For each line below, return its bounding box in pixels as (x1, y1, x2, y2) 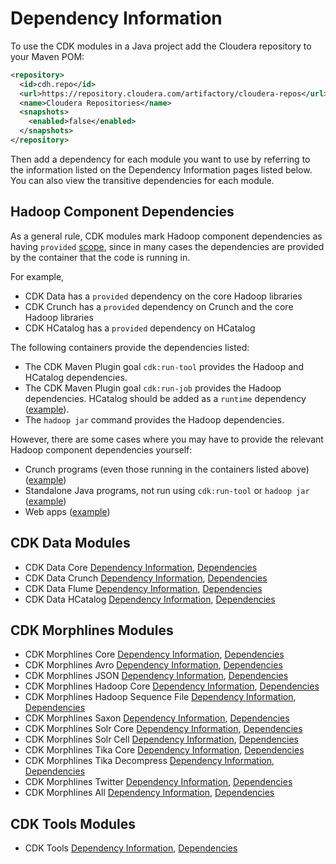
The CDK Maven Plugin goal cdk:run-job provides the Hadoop (24, 382, 282, 394)
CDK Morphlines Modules (10, 622, 174, 639)
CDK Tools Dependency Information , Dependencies (24, 842, 238, 854)
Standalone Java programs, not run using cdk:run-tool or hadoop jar (24, 484, 310, 496)
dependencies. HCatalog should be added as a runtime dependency (24, 392, 307, 404)
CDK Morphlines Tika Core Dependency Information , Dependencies (24, 744, 305, 756)
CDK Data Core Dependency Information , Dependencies (24, 561, 258, 573)
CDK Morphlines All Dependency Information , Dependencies (24, 787, 275, 799)
